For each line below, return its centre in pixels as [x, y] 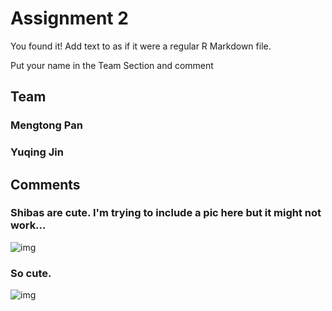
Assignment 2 [69, 18]
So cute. [31, 273]
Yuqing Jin [37, 152]
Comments [45, 184]
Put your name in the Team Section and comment [112, 65]
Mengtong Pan [46, 125]
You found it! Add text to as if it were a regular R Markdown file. [141, 46]
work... [28, 225]
